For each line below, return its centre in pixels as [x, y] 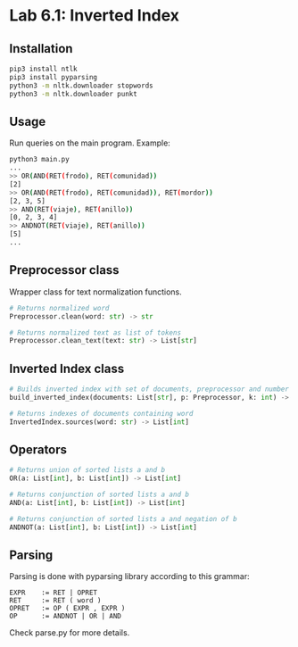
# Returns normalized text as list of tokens [95, 332]
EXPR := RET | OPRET [54, 593]
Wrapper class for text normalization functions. [96, 292]
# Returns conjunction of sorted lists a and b [99, 495]
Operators [38, 449]
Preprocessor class [64, 270]
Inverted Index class [67, 368]
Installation [41, 49]
